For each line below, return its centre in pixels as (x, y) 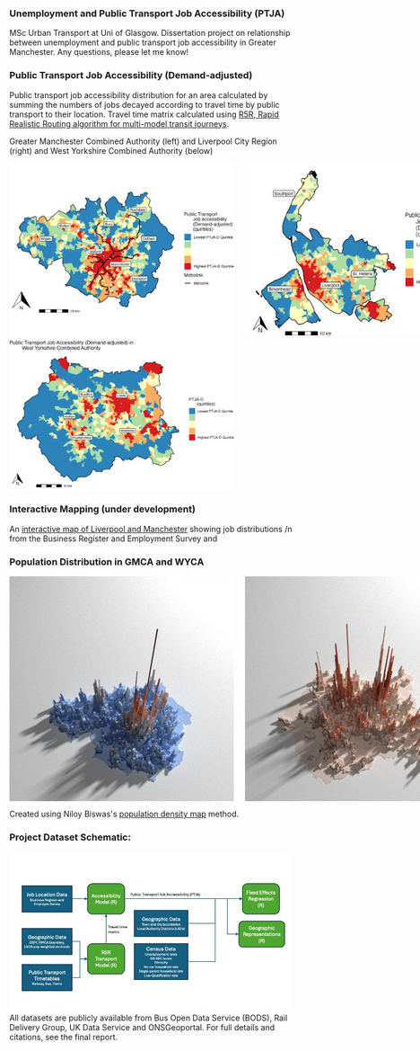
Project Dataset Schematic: (70, 837)
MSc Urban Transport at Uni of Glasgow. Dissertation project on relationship (150, 33)
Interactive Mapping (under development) (102, 509)
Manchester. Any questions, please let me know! (99, 52)
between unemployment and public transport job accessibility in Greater (143, 42)
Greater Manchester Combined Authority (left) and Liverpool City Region (144, 141)
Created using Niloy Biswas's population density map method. (124, 814)
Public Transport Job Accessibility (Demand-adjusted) (131, 76)
